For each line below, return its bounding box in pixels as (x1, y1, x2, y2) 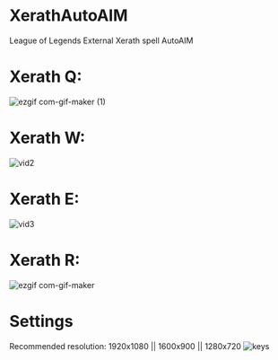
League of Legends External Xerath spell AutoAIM (9, 35, 194, 46)
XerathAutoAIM (9, 5, 128, 26)
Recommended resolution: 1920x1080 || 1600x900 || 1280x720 (9, 340, 242, 351)
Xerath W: (9, 127, 86, 148)
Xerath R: (9, 250, 81, 270)
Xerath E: (9, 189, 80, 209)
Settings (9, 311, 74, 331)
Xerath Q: (9, 66, 83, 87)
